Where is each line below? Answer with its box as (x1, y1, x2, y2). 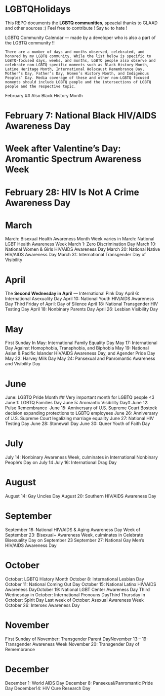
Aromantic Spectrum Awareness (5, 154, 142, 165)
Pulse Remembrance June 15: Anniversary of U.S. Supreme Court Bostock (5, 405, 157, 411)
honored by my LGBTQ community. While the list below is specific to (5, 53, 152, 59)
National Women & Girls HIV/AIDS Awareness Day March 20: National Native (5, 246, 161, 252)
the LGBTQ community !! (5, 39, 55, 45)
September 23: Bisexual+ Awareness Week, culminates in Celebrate (5, 532, 143, 538)
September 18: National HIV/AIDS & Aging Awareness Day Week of (5, 527, 141, 533)
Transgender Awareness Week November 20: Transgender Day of (5, 641, 140, 647)
